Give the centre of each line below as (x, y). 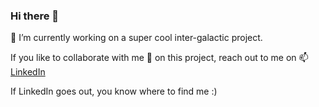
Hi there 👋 (35, 16)
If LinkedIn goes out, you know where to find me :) (114, 91)
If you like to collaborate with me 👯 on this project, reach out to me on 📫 (159, 58)
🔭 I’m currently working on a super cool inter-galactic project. (136, 38)
